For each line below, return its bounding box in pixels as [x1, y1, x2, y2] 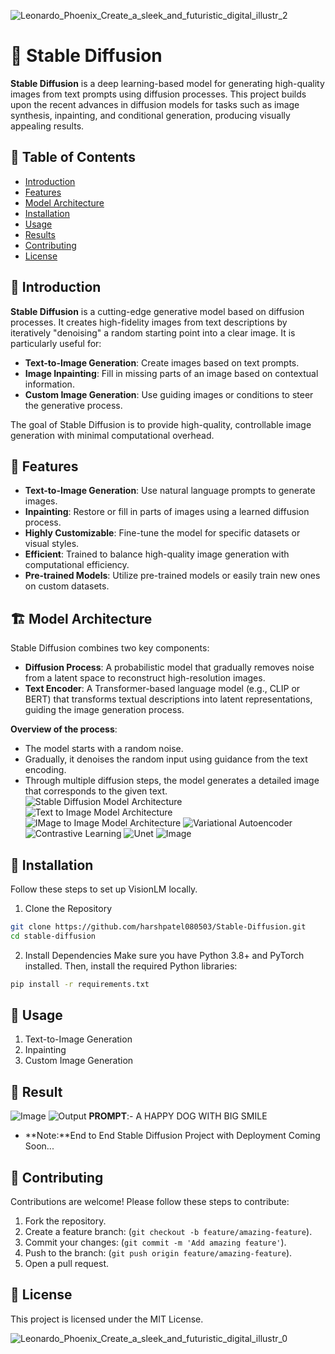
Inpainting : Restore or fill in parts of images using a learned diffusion [24, 506, 310, 518]
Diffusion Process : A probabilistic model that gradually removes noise [24, 661, 315, 674]
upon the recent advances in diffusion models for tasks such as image [10, 98, 300, 110]
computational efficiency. [24, 559, 130, 571]
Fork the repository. [24, 1215, 107, 1227]
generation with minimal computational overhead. [10, 429, 215, 441]
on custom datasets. [24, 580, 110, 592]
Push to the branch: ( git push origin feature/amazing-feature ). [24, 1247, 293, 1259]
